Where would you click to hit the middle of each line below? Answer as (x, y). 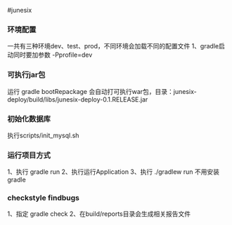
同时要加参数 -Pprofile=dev (53, 55)
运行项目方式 (29, 155)
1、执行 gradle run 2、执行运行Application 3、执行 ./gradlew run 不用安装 (114, 172)
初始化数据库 (29, 118)
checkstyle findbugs (43, 198)
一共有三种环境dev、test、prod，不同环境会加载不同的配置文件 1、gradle (113, 46)
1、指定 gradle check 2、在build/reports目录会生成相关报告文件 (99, 214)
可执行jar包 (26, 75)
